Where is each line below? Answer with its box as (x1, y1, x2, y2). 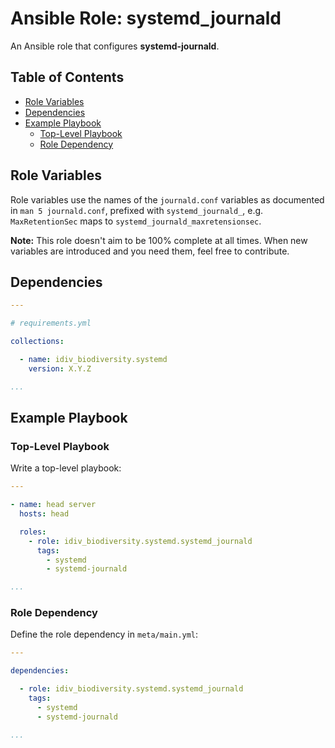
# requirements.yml (10, 318, 92, 329)
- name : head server (10, 500, 97, 510)
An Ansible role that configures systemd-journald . (10, 40, 220, 52)
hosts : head (19, 509, 70, 519)
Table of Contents (10, 69, 125, 86)
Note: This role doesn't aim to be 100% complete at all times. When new (10, 234, 308, 246)
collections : (10, 337, 65, 347)
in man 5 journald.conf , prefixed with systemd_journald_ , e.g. (10, 204, 264, 216)
